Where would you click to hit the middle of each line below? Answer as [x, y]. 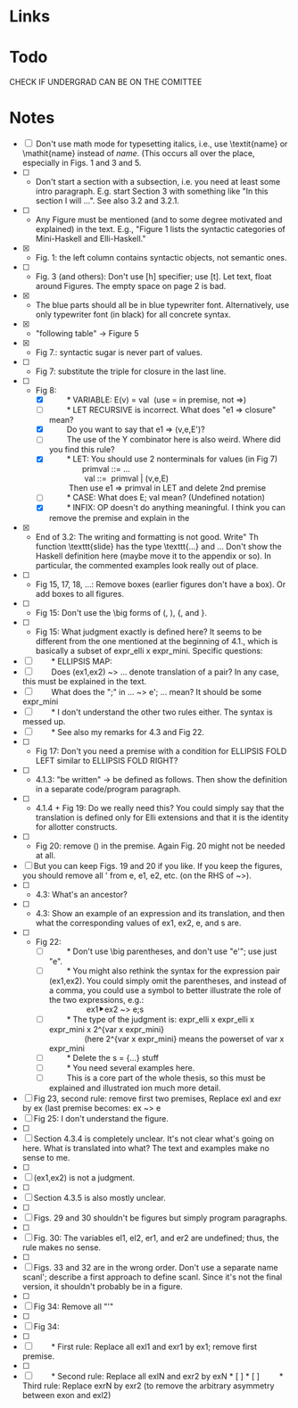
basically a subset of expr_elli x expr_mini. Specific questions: [149, 650]
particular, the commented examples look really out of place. [147, 565]
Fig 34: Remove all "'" [74, 1306]
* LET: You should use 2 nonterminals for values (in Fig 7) [172, 459]
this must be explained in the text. [84, 681]
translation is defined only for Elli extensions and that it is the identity [162, 817]
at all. [46, 855]
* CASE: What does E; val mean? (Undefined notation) [166, 498]
